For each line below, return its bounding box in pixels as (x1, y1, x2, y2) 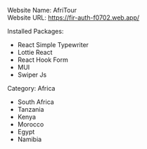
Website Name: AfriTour (7, 6, 77, 14)
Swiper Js (17, 70, 47, 79)
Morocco (17, 120, 44, 129)
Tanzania (17, 105, 44, 113)
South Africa (17, 98, 54, 106)
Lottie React (17, 48, 53, 56)
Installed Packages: (7, 27, 64, 35)
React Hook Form (17, 56, 68, 64)
